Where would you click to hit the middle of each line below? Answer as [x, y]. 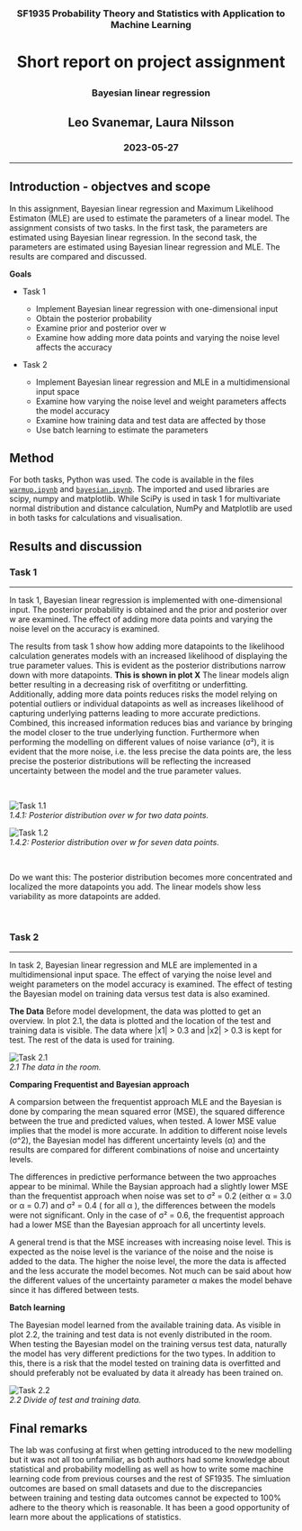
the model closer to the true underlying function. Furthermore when [134, 733]
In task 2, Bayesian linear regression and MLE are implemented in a [133, 965]
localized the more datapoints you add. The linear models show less [135, 887]
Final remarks [49, 1428]
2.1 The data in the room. [55, 1067]
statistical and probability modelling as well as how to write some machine [147, 1469]
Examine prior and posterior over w [101, 328]
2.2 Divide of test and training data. [75, 1400]
